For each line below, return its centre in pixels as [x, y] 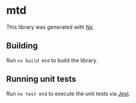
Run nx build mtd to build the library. [52, 60]
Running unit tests [41, 79]
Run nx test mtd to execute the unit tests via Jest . [68, 93]
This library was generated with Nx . [50, 27]
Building [22, 46]
